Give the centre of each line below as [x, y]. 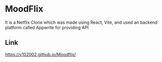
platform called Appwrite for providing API [47, 27]
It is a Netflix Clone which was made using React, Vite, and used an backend [81, 22]
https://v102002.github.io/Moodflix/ [40, 54]
